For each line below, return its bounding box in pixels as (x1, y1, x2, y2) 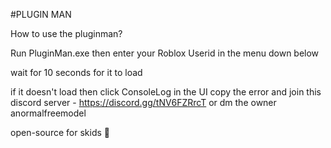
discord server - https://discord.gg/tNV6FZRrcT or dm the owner (10, 97, 277, 108)
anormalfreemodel (10, 107, 87, 119)
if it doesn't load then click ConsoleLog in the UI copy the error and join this (10, 86, 322, 98)
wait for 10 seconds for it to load (10, 67, 143, 78)
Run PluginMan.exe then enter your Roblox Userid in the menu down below (10, 47, 320, 59)
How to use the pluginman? (10, 28, 123, 39)
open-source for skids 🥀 (10, 127, 110, 138)
